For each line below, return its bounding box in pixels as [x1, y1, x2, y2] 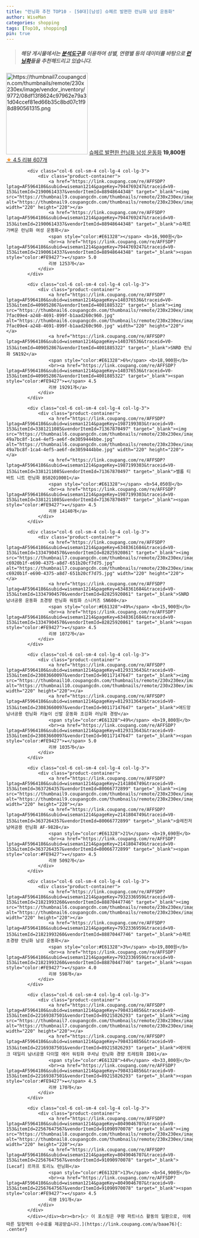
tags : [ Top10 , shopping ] [6, 25, 68, 31]
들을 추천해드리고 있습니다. [30, 57, 92, 64]
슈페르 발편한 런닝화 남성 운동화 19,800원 [88, 149, 185, 156]
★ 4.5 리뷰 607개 [6, 157, 47, 164]
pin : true [6, 31, 31, 37]
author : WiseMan [6, 14, 46, 20]
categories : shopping [6, 20, 60, 25]
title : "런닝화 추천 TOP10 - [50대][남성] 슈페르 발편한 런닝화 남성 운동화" [6, 8, 175, 15]
